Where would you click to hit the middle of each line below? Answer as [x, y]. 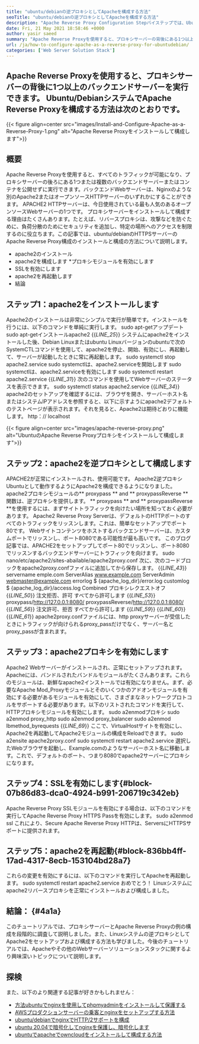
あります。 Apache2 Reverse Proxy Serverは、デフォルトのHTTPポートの [96, 516]
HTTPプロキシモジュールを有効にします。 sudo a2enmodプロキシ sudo [93, 712]
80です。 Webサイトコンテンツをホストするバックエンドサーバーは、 [91, 531]
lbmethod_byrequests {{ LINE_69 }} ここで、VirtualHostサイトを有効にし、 [96, 725]
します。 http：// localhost [38, 416]
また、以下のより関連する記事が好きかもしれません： [71, 992]
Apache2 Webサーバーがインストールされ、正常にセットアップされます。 [96, 667]
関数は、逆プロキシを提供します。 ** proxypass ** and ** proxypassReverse [99, 501]
